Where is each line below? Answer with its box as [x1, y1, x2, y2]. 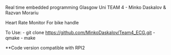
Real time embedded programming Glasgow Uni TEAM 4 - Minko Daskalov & [5, 5, 166, 10]
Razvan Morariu [5, 10, 39, 16]
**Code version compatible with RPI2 [5, 45, 85, 50]
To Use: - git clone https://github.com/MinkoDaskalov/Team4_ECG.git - [5, 30, 156, 35]
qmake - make [5, 35, 36, 41]
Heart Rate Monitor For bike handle [5, 20, 79, 25]
